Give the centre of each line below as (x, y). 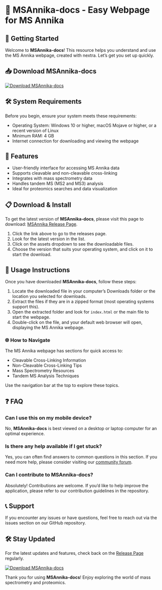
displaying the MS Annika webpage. (48, 328)
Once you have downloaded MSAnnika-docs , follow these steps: (71, 282)
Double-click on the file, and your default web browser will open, (77, 322)
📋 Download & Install (38, 205)
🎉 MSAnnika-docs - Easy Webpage (78, 10)
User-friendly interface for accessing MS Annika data (66, 168)
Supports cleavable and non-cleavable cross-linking (65, 173)
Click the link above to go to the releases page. (59, 234)
